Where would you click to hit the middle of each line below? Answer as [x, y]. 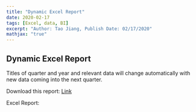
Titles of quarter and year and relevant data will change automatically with [98, 73]
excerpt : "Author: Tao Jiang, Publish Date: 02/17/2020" [79, 29]
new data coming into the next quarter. [54, 79]
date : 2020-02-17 [28, 17]
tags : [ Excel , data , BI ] [37, 23]
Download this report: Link [39, 91]
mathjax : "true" [27, 34]
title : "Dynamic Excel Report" [46, 12]
